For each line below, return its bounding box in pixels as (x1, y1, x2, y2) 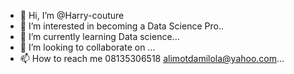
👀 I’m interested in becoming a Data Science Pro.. (19, 20, 224, 32)
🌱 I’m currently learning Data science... (19, 31, 180, 42)
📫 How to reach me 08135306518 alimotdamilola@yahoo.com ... (19, 53, 285, 64)
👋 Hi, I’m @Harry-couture (19, 10, 125, 21)
